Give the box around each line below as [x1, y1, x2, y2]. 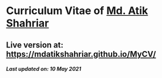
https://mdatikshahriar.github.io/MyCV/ [6, 49, 157, 59]
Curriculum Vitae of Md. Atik [6, 4, 148, 18]
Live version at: [6, 40, 63, 50]
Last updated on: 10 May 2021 [6, 66, 82, 73]
